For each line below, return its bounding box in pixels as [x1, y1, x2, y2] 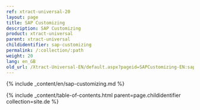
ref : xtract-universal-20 [6, 8, 70, 15]
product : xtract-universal [6, 31, 73, 37]
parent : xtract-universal [6, 36, 70, 42]
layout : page [6, 14, 39, 20]
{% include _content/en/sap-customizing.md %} [6, 80, 125, 87]
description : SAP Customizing [6, 25, 82, 32]
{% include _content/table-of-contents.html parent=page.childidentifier [6, 92, 181, 99]
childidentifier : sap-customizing [6, 42, 92, 48]
